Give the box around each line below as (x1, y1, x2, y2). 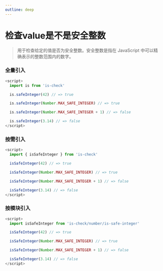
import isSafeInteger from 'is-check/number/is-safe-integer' (9, 221, 140, 226)
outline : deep (5, 7, 34, 12)
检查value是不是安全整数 (5, 30, 106, 41)
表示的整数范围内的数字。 (21, 53, 74, 59)
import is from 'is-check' (9, 83, 65, 88)
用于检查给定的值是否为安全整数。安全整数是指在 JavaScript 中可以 (17, 47, 154, 53)
